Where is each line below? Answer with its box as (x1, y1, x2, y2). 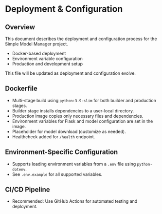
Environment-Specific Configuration (5, 148, 118, 156)
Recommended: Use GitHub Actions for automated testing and (12, 198, 138, 204)
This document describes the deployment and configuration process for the (5, 36, 157, 42)
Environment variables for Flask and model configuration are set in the (12, 118, 153, 124)
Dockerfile (5, 85, 38, 93)
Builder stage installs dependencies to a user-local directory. (12, 107, 134, 113)
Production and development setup (12, 61, 83, 66)
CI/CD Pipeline (5, 186, 50, 194)
